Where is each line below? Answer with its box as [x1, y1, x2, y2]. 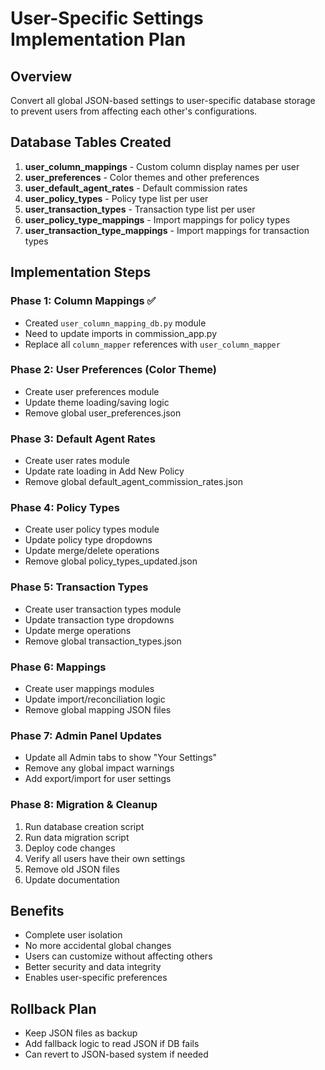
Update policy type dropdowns [24, 534, 153, 546]
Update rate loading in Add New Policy [24, 465, 185, 477]
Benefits [10, 902, 65, 919]
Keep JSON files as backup [24, 1027, 138, 1039]
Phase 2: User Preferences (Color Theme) [10, 363, 218, 377]
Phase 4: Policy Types [10, 501, 120, 515]
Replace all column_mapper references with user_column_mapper [24, 338, 281, 350]
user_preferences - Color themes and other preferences [24, 171, 260, 183]
